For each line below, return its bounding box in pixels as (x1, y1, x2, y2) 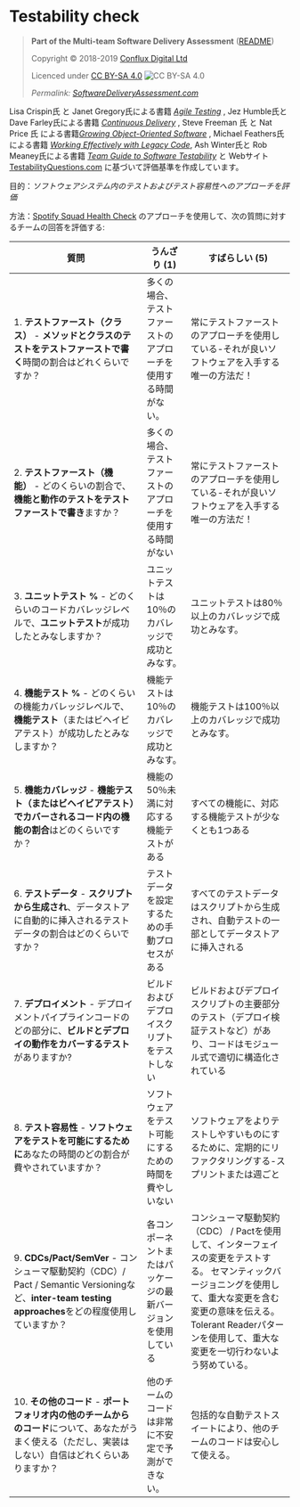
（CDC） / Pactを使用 (190, 1224, 282, 1237)
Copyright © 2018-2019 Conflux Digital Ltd (30, 53, 189, 63)
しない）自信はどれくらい (13, 1448, 122, 1461)
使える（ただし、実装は (31, 1435, 130, 1447)
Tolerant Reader (190, 1318, 258, 1331)
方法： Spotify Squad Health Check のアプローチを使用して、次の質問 (9, 210, 264, 221)
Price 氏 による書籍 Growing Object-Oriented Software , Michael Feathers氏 (9, 127, 285, 139)
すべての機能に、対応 (190, 797, 279, 809)
